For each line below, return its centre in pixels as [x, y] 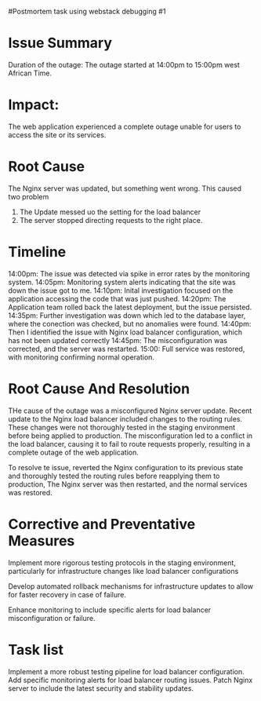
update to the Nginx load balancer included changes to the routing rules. [125, 418]
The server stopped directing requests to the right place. [111, 220]
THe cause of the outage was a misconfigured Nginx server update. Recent [130, 411]
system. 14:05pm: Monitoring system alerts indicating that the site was [122, 282]
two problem [29, 196]
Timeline [37, 252]
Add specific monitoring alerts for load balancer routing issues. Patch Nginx [130, 680]
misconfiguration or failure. [52, 618]
